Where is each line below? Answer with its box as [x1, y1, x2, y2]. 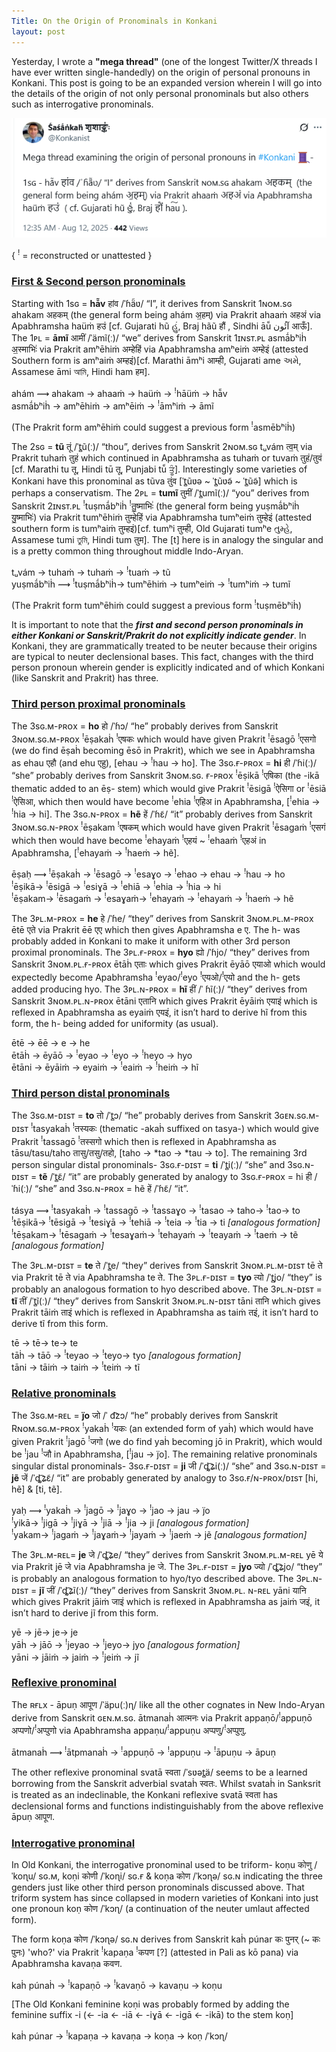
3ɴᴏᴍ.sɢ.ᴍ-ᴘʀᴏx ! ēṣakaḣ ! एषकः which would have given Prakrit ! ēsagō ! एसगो [11, 731, 317, 745]
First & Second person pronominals [11, 274, 186, 288]
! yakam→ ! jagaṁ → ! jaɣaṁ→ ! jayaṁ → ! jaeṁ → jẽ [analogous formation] [11, 1527, 308, 1541]
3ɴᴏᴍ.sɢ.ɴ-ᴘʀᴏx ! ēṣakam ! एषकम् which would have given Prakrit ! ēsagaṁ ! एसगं [11, 820, 326, 833]
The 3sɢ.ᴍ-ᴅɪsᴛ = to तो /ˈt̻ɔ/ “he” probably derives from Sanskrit [11, 1110, 273, 1122]
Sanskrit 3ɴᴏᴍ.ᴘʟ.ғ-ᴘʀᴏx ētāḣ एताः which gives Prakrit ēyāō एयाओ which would [11, 958, 326, 970]
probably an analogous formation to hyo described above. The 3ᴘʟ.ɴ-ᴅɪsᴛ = [11, 1283, 323, 1295]
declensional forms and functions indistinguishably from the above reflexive [11, 1800, 324, 1812]
